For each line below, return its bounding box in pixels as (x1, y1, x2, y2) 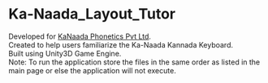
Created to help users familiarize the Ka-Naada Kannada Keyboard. (8, 39, 234, 49)
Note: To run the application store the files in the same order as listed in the (8, 57, 261, 67)
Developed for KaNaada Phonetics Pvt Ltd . (8, 31, 152, 41)
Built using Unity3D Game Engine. (8, 48, 122, 58)
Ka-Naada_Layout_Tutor (8, 5, 176, 23)
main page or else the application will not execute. (8, 65, 176, 75)
